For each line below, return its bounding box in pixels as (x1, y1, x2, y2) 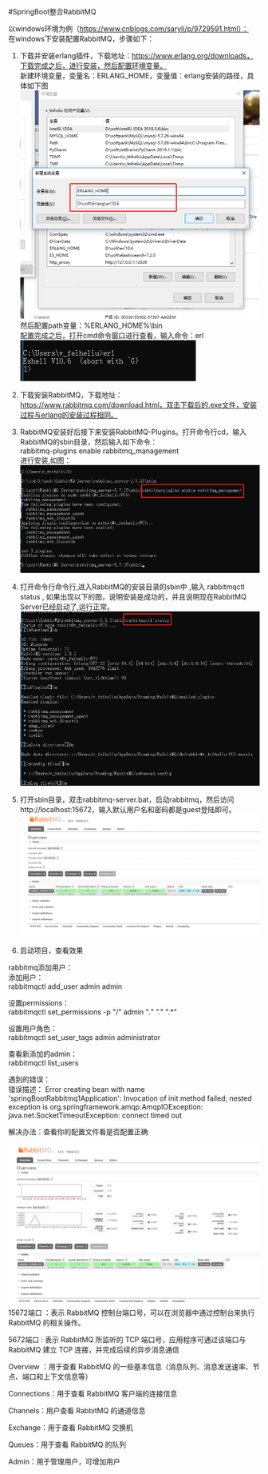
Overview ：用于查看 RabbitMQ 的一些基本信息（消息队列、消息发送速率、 (8, 1361, 253, 1371)
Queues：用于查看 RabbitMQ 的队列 (8, 1440, 127, 1449)
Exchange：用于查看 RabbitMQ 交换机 (8, 1422, 134, 1432)
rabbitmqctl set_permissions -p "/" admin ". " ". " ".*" (8, 1006, 177, 1017)
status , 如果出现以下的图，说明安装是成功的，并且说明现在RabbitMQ (19, 592, 247, 601)
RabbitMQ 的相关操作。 (8, 1317, 85, 1327)
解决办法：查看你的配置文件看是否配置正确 (8, 1126, 148, 1137)
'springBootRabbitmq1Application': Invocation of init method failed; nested (8, 1094, 253, 1103)
